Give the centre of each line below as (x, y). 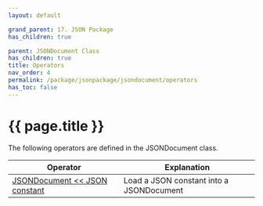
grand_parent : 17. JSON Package (61, 29)
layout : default (34, 15)
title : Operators (36, 66)
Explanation (187, 167)
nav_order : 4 (29, 73)
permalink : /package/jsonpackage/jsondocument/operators (103, 80)
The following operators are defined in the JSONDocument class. (113, 148)
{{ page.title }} (56, 126)
